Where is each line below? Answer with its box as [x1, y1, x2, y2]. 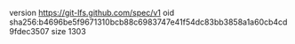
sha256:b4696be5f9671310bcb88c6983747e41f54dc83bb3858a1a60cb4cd [9, 17, 288, 27]
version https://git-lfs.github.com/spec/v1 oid [9, 8, 175, 18]
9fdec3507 [9, 26, 50, 36]
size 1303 [51, 26, 86, 36]
